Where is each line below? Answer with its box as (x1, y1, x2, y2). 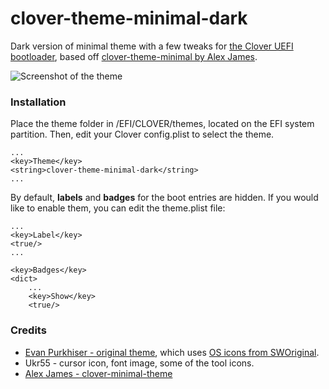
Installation (10, 95, 67, 109)
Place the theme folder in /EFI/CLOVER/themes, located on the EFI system (10, 118, 315, 130)
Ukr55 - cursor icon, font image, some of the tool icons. (24, 357, 255, 369)
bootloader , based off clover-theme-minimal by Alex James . (10, 50, 258, 62)
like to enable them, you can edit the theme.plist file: (10, 202, 226, 214)
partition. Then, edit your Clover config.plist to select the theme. (10, 128, 275, 141)
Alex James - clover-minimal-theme (24, 367, 173, 379)
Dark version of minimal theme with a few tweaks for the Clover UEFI (10, 40, 294, 52)
